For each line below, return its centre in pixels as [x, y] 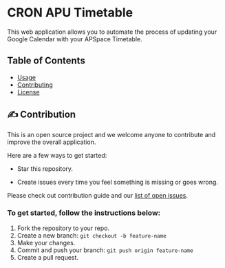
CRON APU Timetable [70, 13]
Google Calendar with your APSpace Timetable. [75, 39]
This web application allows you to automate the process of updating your [112, 32]
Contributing [35, 85]
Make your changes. [46, 243]
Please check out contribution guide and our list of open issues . [97, 195]
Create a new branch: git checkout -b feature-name [92, 235]
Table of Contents [46, 61]
